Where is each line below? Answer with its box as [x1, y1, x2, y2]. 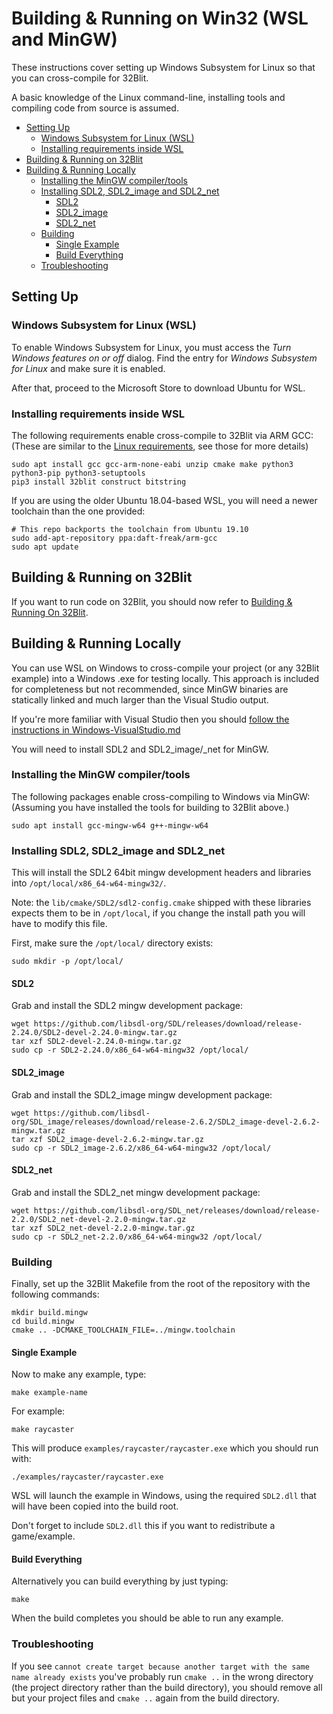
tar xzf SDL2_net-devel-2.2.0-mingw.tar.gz [11, 1223, 196, 1233]
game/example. [11, 1530, 76, 1542]
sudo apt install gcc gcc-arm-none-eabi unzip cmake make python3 [11, 459, 294, 469]
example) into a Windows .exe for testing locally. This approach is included [11, 672, 320, 684]
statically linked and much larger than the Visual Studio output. [11, 693, 269, 706]
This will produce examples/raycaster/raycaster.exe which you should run [11, 1442, 319, 1454]
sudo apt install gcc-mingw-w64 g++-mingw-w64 [11, 820, 209, 831]
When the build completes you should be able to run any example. [11, 1612, 284, 1624]
